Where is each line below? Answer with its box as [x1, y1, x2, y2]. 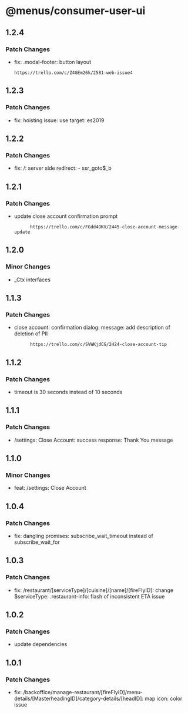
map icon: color [144, 695, 183, 702]
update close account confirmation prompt [14, 213, 118, 220]
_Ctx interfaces [14, 276, 51, 283]
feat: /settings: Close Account [14, 485, 86, 492]
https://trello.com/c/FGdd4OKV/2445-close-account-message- [29, 224, 180, 230]
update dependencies [14, 641, 68, 648]
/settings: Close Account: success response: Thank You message [14, 436, 173, 443]
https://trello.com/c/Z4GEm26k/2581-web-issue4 [14, 69, 133, 76]
